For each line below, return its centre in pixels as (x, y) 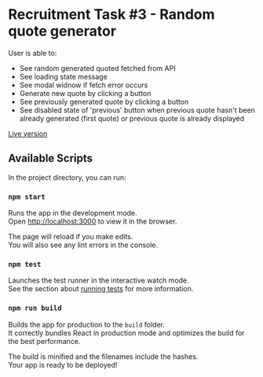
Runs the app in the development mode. (73, 213)
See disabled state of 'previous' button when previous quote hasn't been (137, 110)
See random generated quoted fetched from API (97, 68)
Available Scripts (50, 159)
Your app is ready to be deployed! (63, 364)
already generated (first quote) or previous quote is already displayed (132, 118)
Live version (28, 133)
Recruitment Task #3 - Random (111, 15)
